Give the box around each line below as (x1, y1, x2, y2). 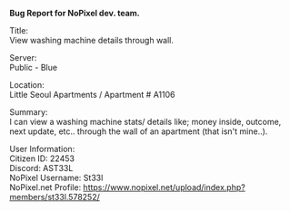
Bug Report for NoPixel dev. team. (9, 8, 140, 18)
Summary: (9, 107, 48, 117)
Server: (9, 53, 37, 62)
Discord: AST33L (9, 163, 74, 173)
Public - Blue (9, 62, 57, 72)
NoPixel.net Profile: (9, 182, 82, 193)
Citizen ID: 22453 (9, 153, 75, 164)
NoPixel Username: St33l (9, 172, 104, 183)
